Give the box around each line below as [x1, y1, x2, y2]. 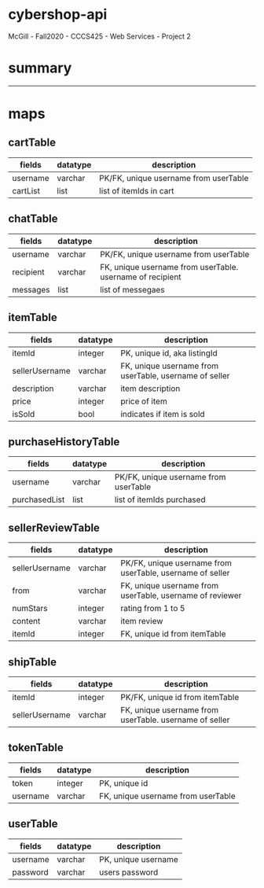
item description [120, 383, 181, 394]
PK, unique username [99, 853, 178, 864]
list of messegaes [99, 284, 165, 295]
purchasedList [12, 494, 65, 505]
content [12, 616, 41, 627]
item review [120, 616, 163, 627]
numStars [12, 603, 48, 614]
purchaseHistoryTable [8, 435, 120, 448]
